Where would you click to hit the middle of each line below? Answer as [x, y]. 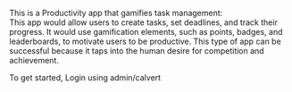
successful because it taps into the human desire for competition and [137, 51]
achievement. [34, 60]
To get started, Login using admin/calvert [85, 78]
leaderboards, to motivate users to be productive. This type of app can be [145, 41]
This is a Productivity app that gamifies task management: [116, 13]
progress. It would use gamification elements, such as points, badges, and [146, 32]
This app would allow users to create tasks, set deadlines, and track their [144, 22]
